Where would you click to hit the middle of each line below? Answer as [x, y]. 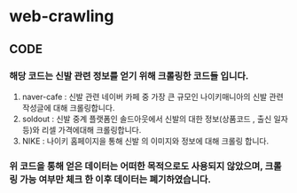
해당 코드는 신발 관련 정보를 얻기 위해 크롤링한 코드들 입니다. [129, 75]
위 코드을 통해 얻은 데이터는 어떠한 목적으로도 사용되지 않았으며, [136, 166]
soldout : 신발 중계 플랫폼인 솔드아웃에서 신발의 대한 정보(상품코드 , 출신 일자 [155, 119]
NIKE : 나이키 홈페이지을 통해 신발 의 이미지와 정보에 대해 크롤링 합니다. [145, 141]
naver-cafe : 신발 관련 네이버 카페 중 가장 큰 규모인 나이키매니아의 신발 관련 [152, 96]
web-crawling [62, 16]
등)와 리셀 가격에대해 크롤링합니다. [82, 129]
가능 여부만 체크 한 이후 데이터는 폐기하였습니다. [115, 179]
